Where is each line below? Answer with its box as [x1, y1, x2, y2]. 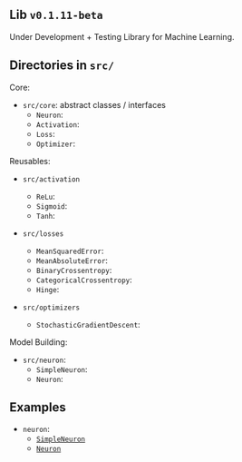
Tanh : [35, 210, 56, 221]
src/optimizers [22, 303, 81, 312]
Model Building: [9, 336, 68, 348]
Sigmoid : [35, 200, 68, 211]
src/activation [22, 174, 81, 184]
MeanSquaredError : [35, 245, 104, 256]
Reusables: [9, 155, 52, 166]
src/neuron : [22, 354, 66, 365]
